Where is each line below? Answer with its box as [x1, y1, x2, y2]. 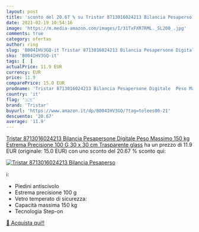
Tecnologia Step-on [14, 208, 63, 215]
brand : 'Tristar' [6, 102, 49, 108]
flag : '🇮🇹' [6, 96, 36, 102]
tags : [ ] [6, 58, 33, 64]
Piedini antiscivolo [14, 183, 59, 190]
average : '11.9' [6, 119, 46, 125]
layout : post [6, 8, 38, 15]
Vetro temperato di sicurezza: [14, 195, 87, 202]
